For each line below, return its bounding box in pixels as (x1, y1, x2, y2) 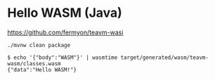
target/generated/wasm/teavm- (120, 54, 209, 61)
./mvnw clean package (7, 41, 71, 48)
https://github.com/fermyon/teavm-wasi (7, 28, 124, 36)
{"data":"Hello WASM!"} (7, 66, 77, 73)
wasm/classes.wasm (7, 60, 61, 67)
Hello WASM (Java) (7, 5, 123, 21)
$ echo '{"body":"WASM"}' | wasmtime (7, 54, 118, 61)
